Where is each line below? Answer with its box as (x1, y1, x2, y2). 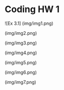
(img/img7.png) (5, 79, 36, 85)
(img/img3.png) (5, 39, 37, 46)
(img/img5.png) (5, 59, 37, 65)
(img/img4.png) (5, 50, 37, 56)
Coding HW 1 (5, 4, 60, 15)
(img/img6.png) (5, 69, 37, 75)
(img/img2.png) (5, 30, 37, 36)
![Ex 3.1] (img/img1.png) (5, 20, 53, 26)
